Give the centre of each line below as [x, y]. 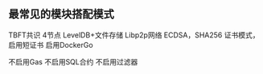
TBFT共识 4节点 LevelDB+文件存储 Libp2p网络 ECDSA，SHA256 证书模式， [134, 35]
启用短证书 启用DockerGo [51, 45]
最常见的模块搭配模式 [61, 14]
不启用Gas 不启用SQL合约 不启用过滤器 [73, 61]
